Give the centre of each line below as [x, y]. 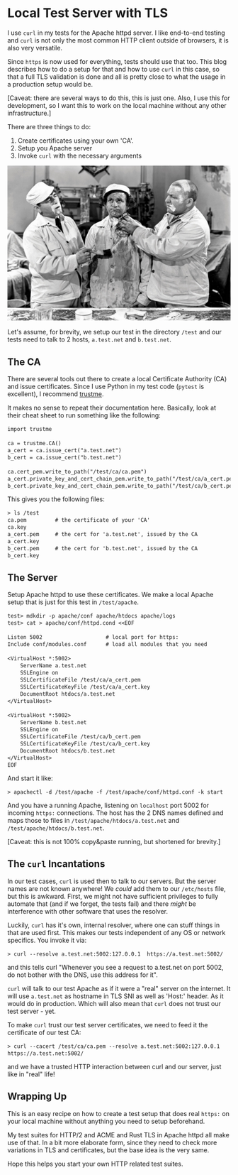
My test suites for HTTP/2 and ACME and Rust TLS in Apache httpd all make [119, 1135]
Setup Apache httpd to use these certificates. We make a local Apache [110, 595]
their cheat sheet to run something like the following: [84, 415]
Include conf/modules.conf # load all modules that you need [107, 645]
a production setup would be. [50, 84]
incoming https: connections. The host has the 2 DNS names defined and [115, 813]
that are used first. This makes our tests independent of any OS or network [117, 932]
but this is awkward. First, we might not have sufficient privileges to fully [113, 896]
